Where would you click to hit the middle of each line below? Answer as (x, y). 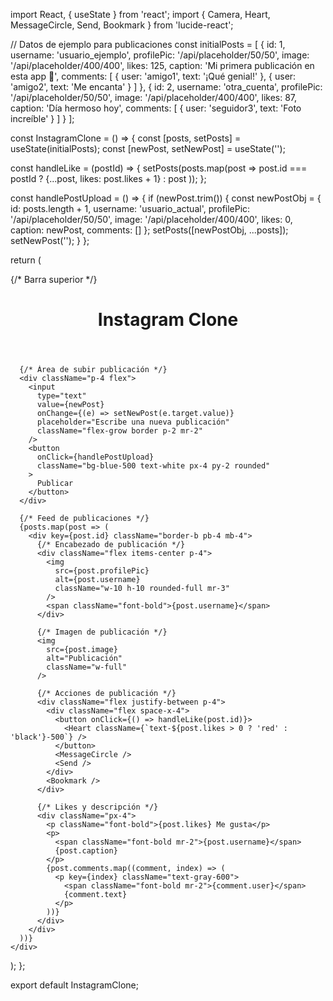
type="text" (61, 396)
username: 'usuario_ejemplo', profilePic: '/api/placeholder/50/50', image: (160, 55)
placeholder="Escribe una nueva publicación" (133, 422)
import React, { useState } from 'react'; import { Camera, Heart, (140, 14)
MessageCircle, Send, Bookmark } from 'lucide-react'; (122, 25)
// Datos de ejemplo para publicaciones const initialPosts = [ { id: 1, (148, 44)
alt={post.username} (97, 580)
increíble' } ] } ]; (42, 118)
